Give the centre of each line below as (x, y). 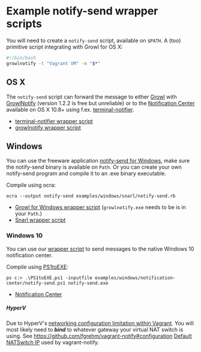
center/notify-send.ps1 (36, 283)
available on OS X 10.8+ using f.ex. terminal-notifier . (70, 109)
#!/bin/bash (21, 58)
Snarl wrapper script (40, 220)
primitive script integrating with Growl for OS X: (64, 47)
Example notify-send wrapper (82, 11)
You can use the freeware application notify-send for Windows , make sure (98, 161)
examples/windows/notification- (135, 278)
